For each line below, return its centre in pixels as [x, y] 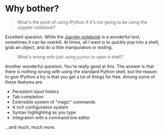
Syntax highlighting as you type [44, 112]
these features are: [24, 82]
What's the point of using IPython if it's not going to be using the [82, 22]
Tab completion [28, 97]
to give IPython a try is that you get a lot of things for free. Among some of [80, 77]
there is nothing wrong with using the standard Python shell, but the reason [81, 71]
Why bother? [32, 9]
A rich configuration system [40, 107]
